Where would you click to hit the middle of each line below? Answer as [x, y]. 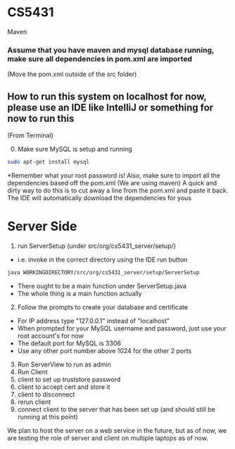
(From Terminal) [31, 135]
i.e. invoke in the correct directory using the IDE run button [102, 259]
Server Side [42, 227]
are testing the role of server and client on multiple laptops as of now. [108, 438]
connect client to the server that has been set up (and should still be [116, 409]
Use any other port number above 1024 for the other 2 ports [104, 350]
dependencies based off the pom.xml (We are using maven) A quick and [112, 183]
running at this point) [48, 417]
